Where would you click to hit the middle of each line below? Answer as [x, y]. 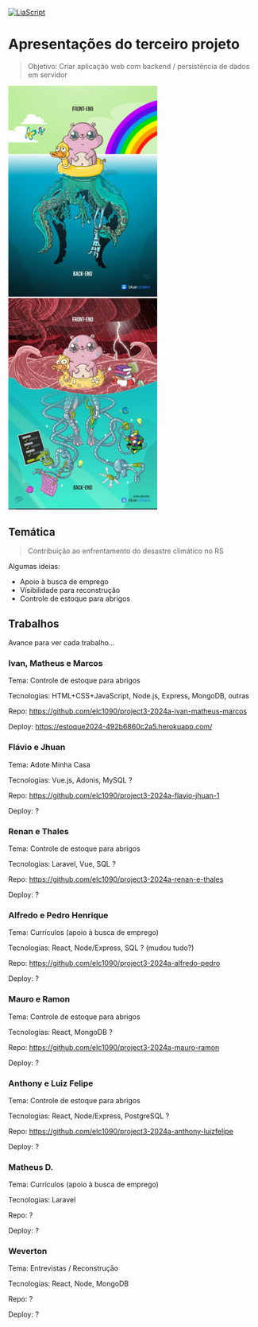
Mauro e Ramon [39, 999]
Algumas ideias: [35, 567]
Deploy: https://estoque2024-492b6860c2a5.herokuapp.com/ [110, 727]
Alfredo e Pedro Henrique [58, 915]
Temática [32, 532]
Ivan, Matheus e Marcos [56, 663]
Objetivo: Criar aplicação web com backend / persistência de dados [139, 66]
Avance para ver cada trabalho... [62, 643]
